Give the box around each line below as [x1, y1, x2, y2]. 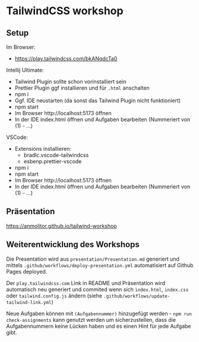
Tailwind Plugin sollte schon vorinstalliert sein [14, 78, 127, 85]
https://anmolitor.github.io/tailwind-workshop [6, 222, 117, 229]
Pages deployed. [6, 268, 48, 275]
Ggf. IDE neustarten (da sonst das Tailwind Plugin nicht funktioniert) [14, 97, 181, 104]
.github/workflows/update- [103, 293, 170, 299]
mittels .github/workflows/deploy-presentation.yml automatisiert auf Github [6, 261, 194, 268]
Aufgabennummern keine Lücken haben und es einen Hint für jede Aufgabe [6, 322, 191, 330]
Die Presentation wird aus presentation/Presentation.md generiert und [6, 255, 180, 262]
